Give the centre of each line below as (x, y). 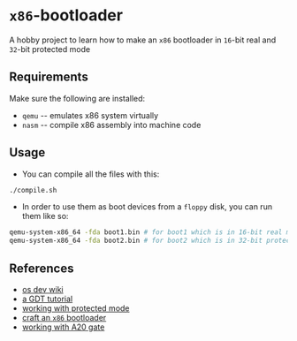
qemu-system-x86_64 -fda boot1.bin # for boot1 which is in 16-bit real (146, 232)
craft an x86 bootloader (64, 318)
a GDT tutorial (47, 299)
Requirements (49, 77)
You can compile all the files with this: (91, 174)
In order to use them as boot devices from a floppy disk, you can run (147, 207)
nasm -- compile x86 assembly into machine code (111, 125)
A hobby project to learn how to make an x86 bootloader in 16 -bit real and (143, 40)
